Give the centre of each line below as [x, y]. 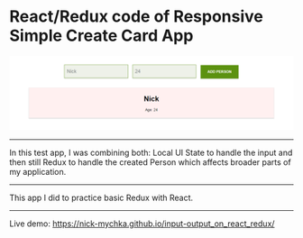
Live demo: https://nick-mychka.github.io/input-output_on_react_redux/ [142, 224]
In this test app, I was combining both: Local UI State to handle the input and [151, 152]
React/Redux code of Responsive [136, 17]
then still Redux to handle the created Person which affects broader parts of [150, 162]
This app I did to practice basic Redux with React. [101, 197]
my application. [38, 171]
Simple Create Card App [101, 36]
